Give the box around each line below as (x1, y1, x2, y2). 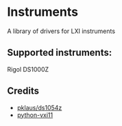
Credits (7, 85, 40, 97)
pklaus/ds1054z (16, 103, 62, 112)
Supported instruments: (7, 47, 112, 59)
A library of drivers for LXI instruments (7, 27, 115, 35)
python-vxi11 (16, 111, 53, 119)
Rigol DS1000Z (7, 65, 49, 73)
